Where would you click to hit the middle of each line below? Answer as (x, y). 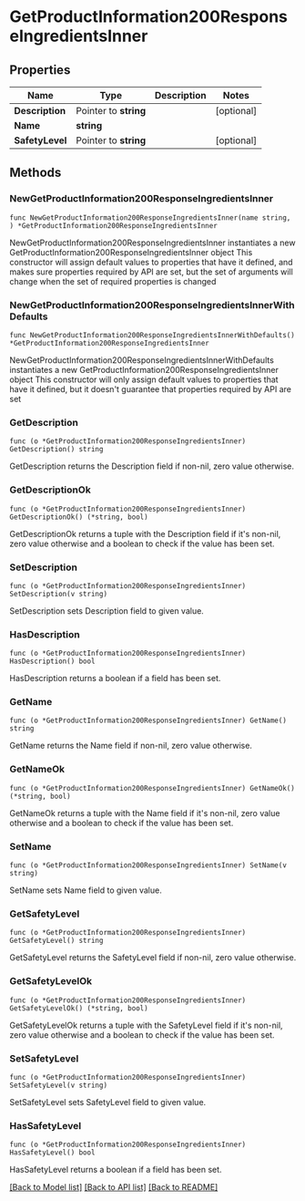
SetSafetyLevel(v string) (58, 1085)
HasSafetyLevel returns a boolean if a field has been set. (116, 1170)
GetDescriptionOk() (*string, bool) (79, 517)
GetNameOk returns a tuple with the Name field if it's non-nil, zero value (145, 813)
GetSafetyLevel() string (56, 941)
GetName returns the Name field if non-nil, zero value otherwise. (131, 746)
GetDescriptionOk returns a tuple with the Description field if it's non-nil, (145, 533)
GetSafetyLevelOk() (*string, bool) (79, 1008)
